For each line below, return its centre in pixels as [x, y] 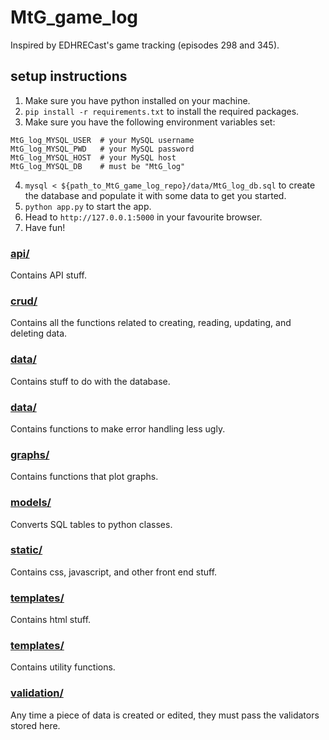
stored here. [35, 725]
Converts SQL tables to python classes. [91, 524]
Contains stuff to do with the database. [90, 381]
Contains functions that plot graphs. [84, 477]
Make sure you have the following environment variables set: [150, 122]
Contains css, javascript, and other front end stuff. [114, 572]
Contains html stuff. [51, 620]
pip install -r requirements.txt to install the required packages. [162, 111]
